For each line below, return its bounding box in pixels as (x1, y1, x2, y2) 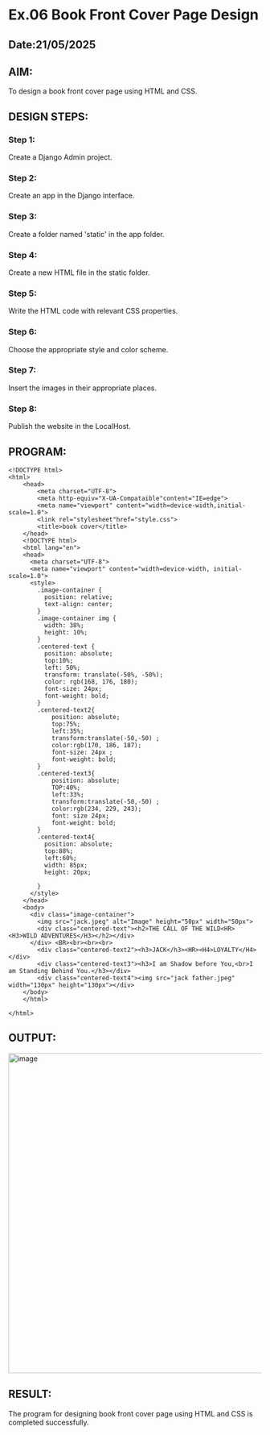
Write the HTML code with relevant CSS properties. (8, 306, 178, 316)
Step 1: (8, 134, 35, 145)
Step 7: (8, 364, 36, 376)
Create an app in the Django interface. (8, 191, 135, 201)
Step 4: (8, 249, 38, 260)
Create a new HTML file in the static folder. (8, 268, 150, 277)
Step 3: (8, 211, 38, 223)
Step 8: (8, 403, 38, 414)
